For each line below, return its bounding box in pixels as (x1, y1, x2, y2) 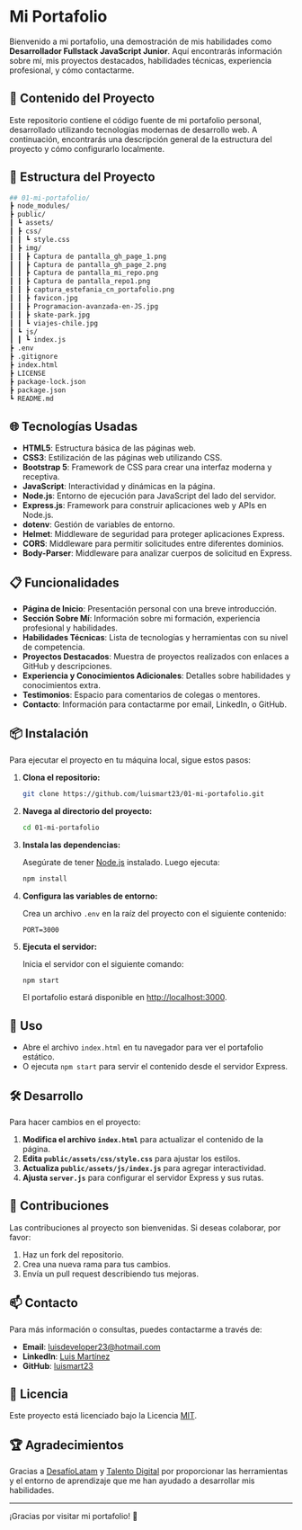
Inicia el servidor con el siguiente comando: (22, 958, 184, 969)
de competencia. (22, 641, 85, 653)
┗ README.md (9, 394, 54, 403)
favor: (9, 1231, 31, 1242)
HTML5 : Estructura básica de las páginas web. (22, 443, 196, 453)
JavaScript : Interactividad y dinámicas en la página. (22, 481, 216, 492)
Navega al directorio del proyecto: (22, 805, 153, 816)
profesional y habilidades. (22, 622, 119, 633)
